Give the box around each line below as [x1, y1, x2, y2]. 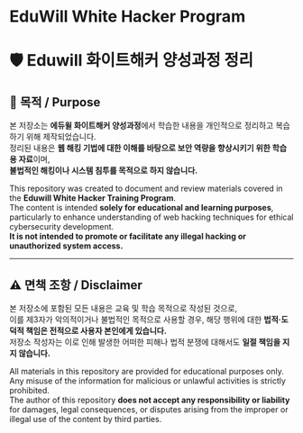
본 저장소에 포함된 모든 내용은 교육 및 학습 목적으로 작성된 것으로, [9, 303, 238, 313]
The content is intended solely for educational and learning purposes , [9, 203, 274, 213]
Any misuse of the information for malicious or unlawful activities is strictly [9, 375, 287, 386]
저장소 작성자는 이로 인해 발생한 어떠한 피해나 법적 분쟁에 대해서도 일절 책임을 [9, 337, 281, 347]
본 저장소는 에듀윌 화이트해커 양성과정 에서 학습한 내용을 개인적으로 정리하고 [9, 120, 274, 131]
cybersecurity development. [9, 221, 115, 232]
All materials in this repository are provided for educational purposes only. [9, 366, 284, 376]
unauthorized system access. [9, 240, 124, 251]
